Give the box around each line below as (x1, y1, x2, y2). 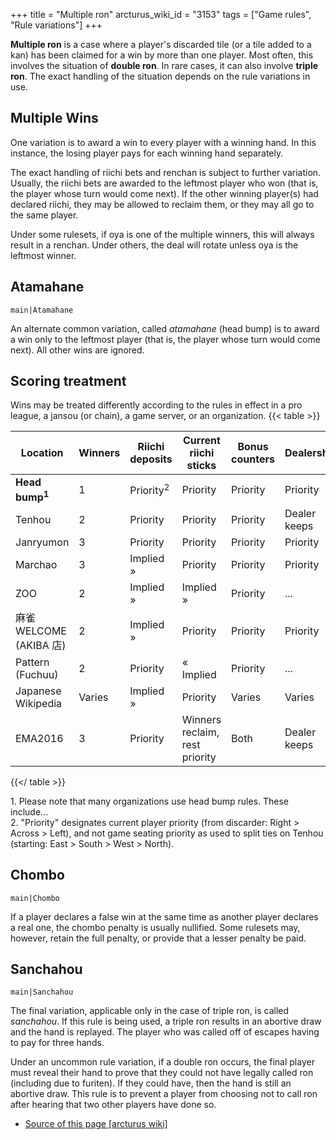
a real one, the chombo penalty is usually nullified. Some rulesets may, (10, 921, 301, 933)
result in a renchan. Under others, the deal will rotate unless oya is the (10, 239, 299, 251)
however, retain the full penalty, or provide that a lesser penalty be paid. (10, 932, 307, 944)
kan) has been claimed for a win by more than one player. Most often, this (10, 49, 314, 61)
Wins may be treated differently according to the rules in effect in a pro (10, 399, 303, 411)
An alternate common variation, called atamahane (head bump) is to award (10, 322, 320, 334)
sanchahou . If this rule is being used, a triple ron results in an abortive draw (10, 1015, 322, 1028)
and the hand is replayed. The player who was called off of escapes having (10, 1026, 320, 1038)
